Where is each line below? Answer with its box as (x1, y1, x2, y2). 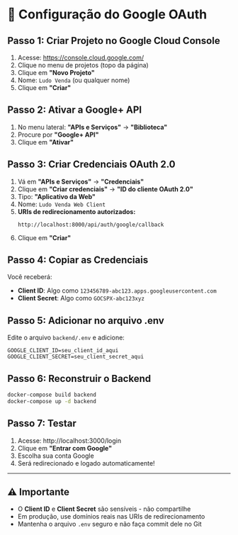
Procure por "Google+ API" (17, 130, 99, 139)
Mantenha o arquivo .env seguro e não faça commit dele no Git (17, 520, 202, 529)
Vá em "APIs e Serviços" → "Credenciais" (17, 177, 144, 186)
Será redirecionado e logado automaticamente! (17, 458, 155, 467)
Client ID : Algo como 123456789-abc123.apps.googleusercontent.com (17, 286, 217, 295)
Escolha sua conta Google (17, 451, 94, 460)
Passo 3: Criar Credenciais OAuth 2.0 (7, 159, 176, 171)
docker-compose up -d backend (7, 398, 97, 405)
